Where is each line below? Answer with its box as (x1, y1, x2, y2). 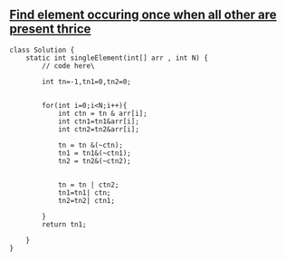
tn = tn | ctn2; (57, 180, 119, 189)
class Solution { (9, 45, 75, 54)
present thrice (9, 22, 91, 37)
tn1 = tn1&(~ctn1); (57, 149, 131, 158)
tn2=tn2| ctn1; (57, 196, 116, 205)
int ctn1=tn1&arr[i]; (57, 117, 140, 126)
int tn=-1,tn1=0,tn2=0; (42, 77, 131, 86)
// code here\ (42, 61, 95, 71)
